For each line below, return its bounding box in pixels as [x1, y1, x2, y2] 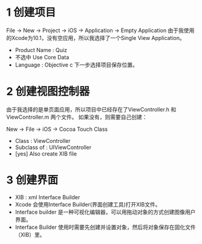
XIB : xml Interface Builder [15, 193, 80, 200]
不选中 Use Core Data [15, 53, 70, 61]
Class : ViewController [15, 137, 71, 144]
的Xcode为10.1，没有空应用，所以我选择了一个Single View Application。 [6, 34, 186, 41]
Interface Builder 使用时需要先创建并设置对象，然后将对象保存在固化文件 [15, 223, 197, 231]
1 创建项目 [6, 5, 56, 19]
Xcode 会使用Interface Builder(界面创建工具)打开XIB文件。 [15, 200, 161, 208]
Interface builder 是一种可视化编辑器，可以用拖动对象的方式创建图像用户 [15, 208, 196, 216]
